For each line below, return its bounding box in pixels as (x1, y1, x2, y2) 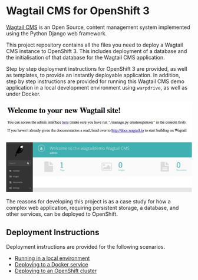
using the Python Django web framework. (6, 29, 107, 37)
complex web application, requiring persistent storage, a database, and (6, 204, 179, 211)
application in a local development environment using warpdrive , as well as (6, 84, 187, 91)
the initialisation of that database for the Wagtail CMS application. (6, 54, 165, 61)
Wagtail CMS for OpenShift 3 (6, 4, 150, 18)
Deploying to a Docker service (14, 261, 88, 268)
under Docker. (6, 90, 41, 97)
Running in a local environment (14, 255, 90, 262)
